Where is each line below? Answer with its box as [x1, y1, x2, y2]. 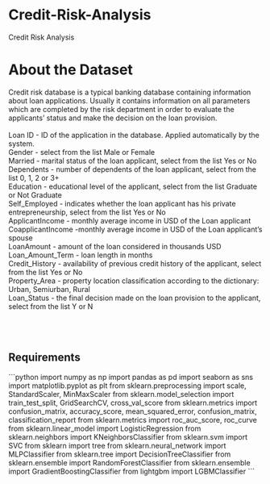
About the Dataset [8, 60, 133, 79]
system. [8, 139, 35, 148]
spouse [8, 232, 34, 243]
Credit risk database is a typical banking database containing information [8, 87, 251, 97]
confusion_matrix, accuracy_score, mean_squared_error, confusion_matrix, [8, 406, 258, 416]
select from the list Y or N [8, 301, 93, 311]
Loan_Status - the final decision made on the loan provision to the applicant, [8, 293, 261, 302]
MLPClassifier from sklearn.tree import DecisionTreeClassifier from [8, 449, 231, 459]
